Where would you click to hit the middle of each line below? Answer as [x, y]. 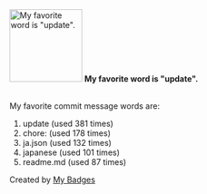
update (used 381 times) [68, 123]
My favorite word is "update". [141, 79]
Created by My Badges [52, 179]
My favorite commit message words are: [85, 106]
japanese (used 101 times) [71, 152]
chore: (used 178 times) [66, 133]
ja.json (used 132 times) [67, 143]
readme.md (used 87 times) [74, 162]
